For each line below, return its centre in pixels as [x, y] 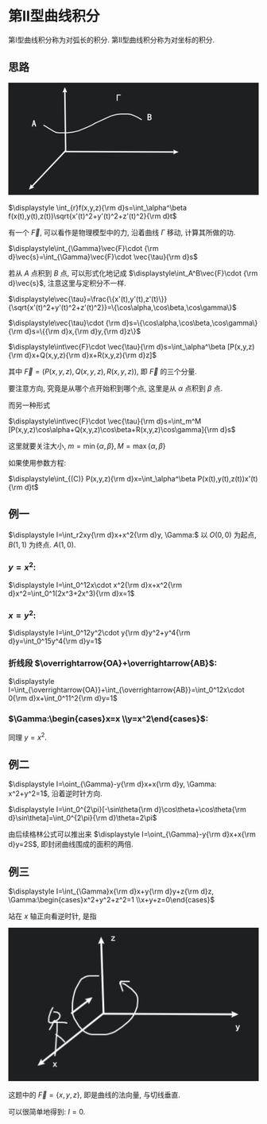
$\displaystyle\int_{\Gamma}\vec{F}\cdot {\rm [83, 249]
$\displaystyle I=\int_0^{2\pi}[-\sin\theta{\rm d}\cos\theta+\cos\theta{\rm [127, 809]
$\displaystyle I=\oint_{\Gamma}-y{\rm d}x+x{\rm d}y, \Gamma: [112, 784]
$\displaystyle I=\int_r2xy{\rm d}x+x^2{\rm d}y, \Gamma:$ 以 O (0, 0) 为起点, [132, 535]
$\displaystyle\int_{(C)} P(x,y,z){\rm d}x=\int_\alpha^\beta [102, 479]
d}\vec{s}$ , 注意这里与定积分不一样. [67, 284]
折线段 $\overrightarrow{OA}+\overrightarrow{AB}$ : [112, 663]
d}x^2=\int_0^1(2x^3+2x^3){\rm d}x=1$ [72, 593]
